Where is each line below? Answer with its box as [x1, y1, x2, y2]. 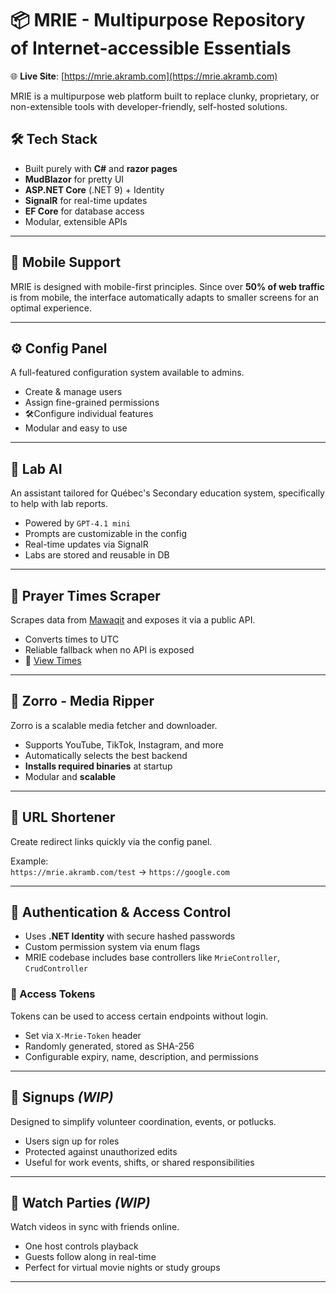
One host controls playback [24, 1240, 139, 1252]
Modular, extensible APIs [24, 215, 128, 227]
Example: [10, 855, 49, 867]
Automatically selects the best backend [24, 749, 188, 761]
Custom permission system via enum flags [24, 941, 201, 953]
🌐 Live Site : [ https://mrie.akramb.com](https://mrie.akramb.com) [10, 70, 278, 82]
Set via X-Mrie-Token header [24, 1029, 142, 1041]
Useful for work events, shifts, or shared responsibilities [24, 1156, 255, 1168]
